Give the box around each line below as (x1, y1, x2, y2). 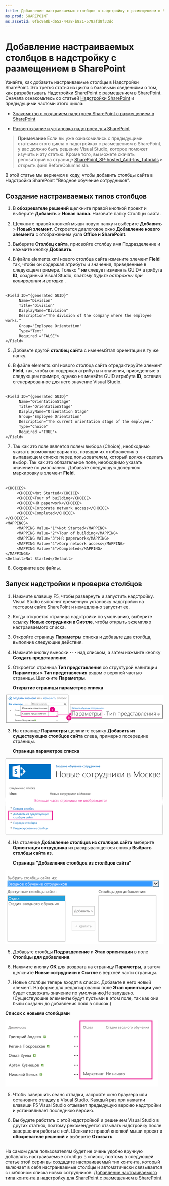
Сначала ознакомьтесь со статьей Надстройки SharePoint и (5, 95, 134, 101)
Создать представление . (12, 654, 68, 661)
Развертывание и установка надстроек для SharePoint (12, 126, 130, 132)
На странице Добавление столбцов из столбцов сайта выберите (12, 839, 154, 845)
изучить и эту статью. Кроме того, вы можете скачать (17, 151, 135, 157)
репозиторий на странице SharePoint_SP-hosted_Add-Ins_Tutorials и (17, 157, 163, 163)
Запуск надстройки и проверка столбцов (5, 579, 142, 588)
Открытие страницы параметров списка (12, 684, 104, 691)
